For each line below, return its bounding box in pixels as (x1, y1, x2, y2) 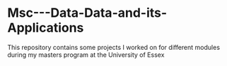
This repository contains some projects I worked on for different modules (7, 43, 221, 51)
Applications (7, 20, 84, 36)
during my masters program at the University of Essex (7, 51, 165, 59)
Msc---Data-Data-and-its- (7, 5, 168, 21)
